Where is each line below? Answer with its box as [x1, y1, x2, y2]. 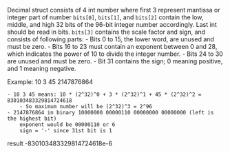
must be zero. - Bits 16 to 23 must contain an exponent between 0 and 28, [7, 43, 218, 50]
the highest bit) [7, 115, 57, 122]
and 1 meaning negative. [7, 65, 76, 72]
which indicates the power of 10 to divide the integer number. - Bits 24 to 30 [7, 50, 224, 58]
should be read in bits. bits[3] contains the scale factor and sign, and [7, 28, 205, 36]
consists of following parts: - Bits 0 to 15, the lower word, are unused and [7, 35, 215, 43]
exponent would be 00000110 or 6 [19, 121, 116, 128]
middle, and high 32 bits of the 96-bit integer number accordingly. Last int [7, 21, 217, 28]
